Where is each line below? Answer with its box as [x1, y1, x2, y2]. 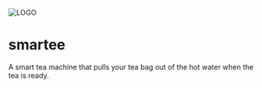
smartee [8, 36, 66, 54]
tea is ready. [8, 70, 50, 80]
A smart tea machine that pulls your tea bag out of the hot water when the [8, 62, 254, 71]
